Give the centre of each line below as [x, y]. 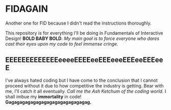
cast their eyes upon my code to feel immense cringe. [62, 43]
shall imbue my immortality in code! [43, 96]
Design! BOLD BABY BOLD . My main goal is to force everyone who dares [82, 38]
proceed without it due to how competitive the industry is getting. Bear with [85, 85]
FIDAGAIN [27, 9]
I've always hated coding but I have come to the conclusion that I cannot [81, 80]
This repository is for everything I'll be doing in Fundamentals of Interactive [84, 33]
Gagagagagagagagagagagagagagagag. [48, 102]
